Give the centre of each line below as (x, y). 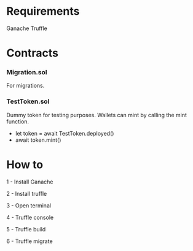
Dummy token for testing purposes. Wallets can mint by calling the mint (97, 115)
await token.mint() (38, 140)
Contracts (33, 53)
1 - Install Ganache (30, 182)
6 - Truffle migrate (30, 241)
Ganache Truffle (27, 28)
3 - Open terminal (29, 205)
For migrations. (26, 86)
